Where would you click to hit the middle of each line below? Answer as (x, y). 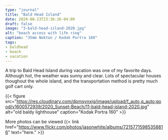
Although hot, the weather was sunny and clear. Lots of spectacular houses (83, 76)
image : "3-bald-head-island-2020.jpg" (46, 28)
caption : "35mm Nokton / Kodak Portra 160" (51, 38)
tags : (11, 42)
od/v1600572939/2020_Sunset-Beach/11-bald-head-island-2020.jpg (76, 107)
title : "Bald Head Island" (33, 14)
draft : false (19, 24)
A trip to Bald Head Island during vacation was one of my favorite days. (79, 70)
